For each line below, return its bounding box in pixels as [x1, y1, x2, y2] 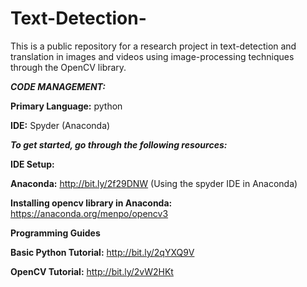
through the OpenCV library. [10, 61, 127, 73]
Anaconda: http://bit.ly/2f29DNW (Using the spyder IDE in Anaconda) [10, 177, 298, 189]
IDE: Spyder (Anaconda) [10, 119, 111, 131]
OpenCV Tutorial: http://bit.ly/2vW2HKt [10, 265, 174, 277]
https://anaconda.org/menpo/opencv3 [10, 207, 169, 219]
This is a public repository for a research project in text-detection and [10, 40, 297, 52]
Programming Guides [10, 227, 101, 239]
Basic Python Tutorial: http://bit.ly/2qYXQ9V [10, 246, 195, 258]
